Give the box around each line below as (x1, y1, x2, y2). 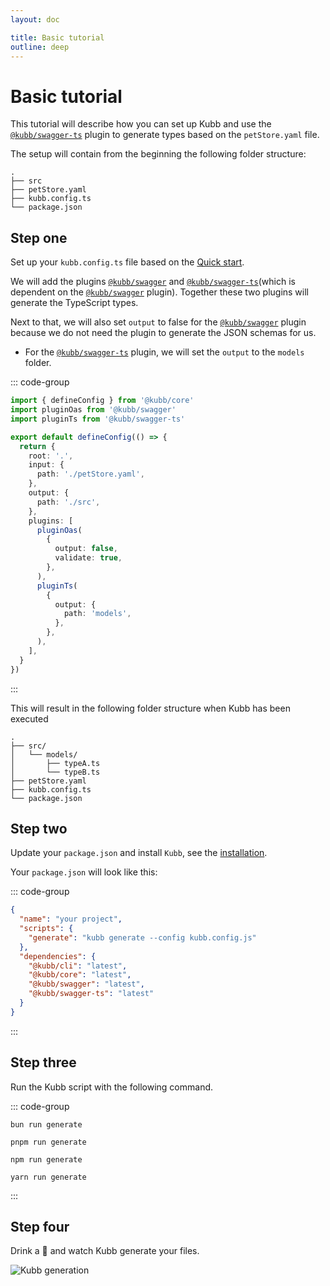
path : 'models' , (63, 609, 132, 619)
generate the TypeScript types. (10, 297, 139, 309)
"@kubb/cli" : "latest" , (28, 961, 128, 971)
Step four (10, 1219, 70, 1236)
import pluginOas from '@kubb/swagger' (10, 405, 177, 415)
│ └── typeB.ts (10, 767, 101, 777)
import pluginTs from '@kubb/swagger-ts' (10, 414, 186, 424)
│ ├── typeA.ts (10, 758, 101, 768)
